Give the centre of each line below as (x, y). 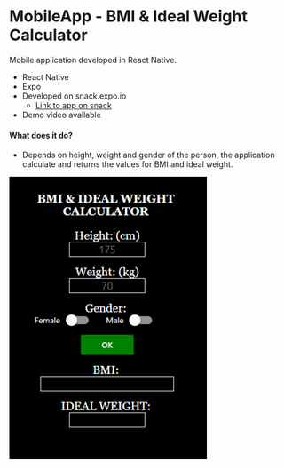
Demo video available (62, 115)
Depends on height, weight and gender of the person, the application (148, 155)
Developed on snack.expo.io (74, 96)
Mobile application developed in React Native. (93, 60)
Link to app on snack (74, 105)
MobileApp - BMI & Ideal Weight (129, 16)
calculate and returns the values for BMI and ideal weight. (127, 164)
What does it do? (41, 135)
